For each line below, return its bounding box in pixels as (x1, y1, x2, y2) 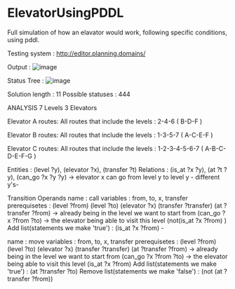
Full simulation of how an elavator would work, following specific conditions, (7, 28, 228, 36)
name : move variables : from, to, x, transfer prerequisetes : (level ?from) (7, 237, 217, 246)
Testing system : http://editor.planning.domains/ (7, 49, 146, 58)
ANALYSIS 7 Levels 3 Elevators (7, 103, 98, 112)
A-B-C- (204, 144, 227, 152)
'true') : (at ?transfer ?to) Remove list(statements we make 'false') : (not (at (7, 267, 223, 275)
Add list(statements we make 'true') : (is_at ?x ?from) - (7, 223, 164, 232)
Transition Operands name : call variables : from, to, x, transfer (7, 194, 188, 202)
